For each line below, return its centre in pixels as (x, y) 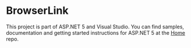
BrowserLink (37, 11)
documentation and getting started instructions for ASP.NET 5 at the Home (95, 32)
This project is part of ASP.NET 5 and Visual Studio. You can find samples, (95, 27)
